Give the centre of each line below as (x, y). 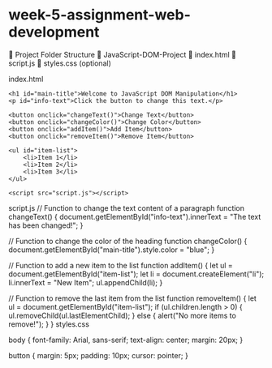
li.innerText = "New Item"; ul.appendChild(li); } (86, 282)
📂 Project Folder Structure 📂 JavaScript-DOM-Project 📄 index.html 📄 (123, 54)
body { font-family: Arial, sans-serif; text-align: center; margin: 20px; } (126, 340)
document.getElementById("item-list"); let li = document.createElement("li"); (136, 274)
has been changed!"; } (46, 225)
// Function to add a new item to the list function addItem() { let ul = (121, 265)
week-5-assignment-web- (99, 15)
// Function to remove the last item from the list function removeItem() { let (133, 298)
